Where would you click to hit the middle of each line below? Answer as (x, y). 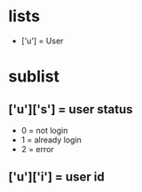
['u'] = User (42, 41)
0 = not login (44, 130)
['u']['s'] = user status (71, 109)
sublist (34, 77)
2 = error (37, 149)
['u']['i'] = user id (56, 177)
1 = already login (51, 140)
